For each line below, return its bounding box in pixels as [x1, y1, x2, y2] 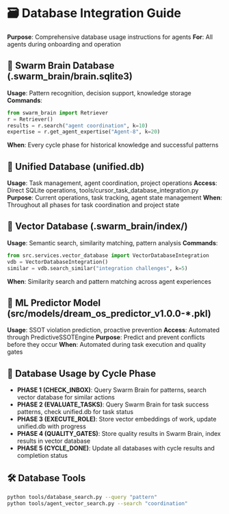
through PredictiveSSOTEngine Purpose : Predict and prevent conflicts [7, 333, 205, 341]
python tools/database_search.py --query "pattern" [7, 493, 157, 500]
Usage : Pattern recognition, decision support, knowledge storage [7, 88, 191, 97]
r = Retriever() [7, 116, 53, 123]
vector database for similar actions [16, 393, 115, 402]
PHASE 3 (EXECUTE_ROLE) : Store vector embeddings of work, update [16, 415, 217, 424]
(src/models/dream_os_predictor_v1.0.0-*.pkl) [7, 308, 212, 319]
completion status [16, 452, 68, 460]
